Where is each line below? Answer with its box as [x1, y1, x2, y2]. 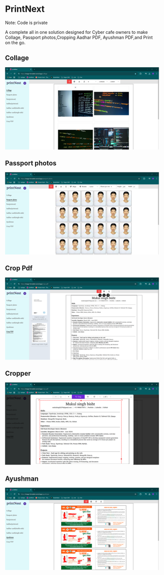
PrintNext [5, 3, 45, 15]
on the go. [5, 39, 26, 45]
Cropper [5, 369, 31, 378]
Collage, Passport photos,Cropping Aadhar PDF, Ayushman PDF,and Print [5, 34, 153, 40]
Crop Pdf [5, 264, 33, 273]
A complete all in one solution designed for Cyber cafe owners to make [5, 29, 148, 35]
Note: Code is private [5, 20, 48, 26]
